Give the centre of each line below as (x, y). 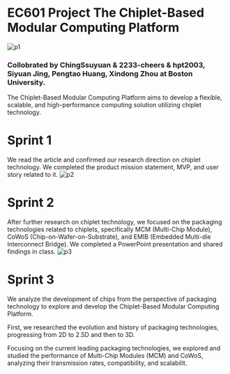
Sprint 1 (30, 140)
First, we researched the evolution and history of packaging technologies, (113, 327)
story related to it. (32, 175)
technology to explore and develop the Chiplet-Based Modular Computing (113, 306)
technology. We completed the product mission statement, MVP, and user (113, 167)
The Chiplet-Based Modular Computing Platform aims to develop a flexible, (115, 98)
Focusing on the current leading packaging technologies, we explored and (114, 348)
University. (26, 82)
